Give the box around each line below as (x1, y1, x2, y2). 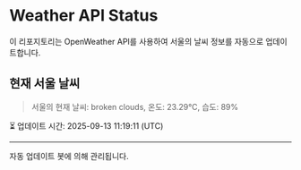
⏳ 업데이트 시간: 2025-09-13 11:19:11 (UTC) (9, 120, 164, 131)
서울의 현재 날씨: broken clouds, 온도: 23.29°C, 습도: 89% (30, 101, 239, 112)
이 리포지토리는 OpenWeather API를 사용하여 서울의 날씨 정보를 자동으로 (9, 36, 264, 47)
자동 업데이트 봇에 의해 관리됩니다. (9, 150, 129, 161)
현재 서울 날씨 (9, 76, 81, 91)
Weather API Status (9, 5, 159, 26)
